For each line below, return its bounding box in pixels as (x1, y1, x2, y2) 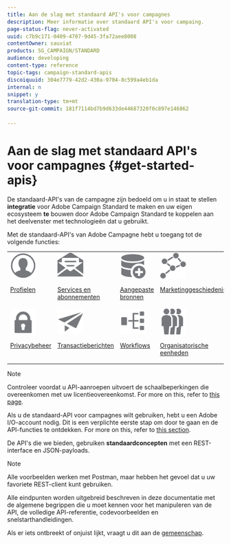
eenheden (159, 348, 189, 357)
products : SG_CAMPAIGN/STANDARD (7, 47, 100, 54)
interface (7, 446, 33, 455)
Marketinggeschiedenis (159, 285, 227, 294)
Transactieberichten (57, 341, 115, 349)
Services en (57, 285, 91, 294)
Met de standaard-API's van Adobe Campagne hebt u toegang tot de (7, 230, 203, 239)
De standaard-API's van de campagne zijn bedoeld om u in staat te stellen (7, 195, 217, 203)
